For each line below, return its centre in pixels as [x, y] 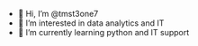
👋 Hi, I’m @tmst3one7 [58, 14]
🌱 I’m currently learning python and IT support [103, 32]
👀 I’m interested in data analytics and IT [91, 23]
